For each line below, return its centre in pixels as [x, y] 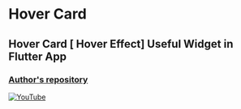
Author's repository [48, 79]
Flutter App [38, 56]
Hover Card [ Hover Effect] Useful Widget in [121, 44]
